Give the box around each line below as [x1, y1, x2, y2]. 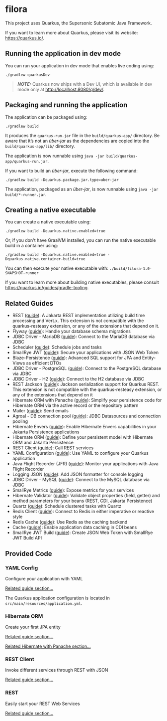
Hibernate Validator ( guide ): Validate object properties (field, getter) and [12, 493, 160, 499]
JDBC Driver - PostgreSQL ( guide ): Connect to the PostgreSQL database [12, 365, 162, 371]
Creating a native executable [5, 205, 96, 214]
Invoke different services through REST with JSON [5, 667, 108, 673]
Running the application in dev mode [5, 49, 121, 58]
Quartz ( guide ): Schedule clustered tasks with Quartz [12, 503, 122, 509]
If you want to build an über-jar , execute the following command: [5, 168, 138, 174]
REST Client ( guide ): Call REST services [12, 445, 93, 451]
